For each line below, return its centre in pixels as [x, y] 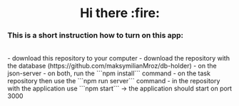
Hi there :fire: [120, 13]
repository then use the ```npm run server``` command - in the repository [114, 81]
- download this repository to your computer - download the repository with [119, 58]
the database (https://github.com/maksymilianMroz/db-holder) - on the [112, 66]
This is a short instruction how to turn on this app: [96, 36]
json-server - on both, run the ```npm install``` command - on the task [109, 73]
